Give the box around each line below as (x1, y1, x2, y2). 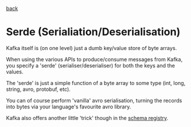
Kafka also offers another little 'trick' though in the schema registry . (6, 114, 168, 121)
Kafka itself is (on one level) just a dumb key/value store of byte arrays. (6, 44, 177, 51)
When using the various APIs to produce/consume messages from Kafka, (6, 55, 183, 63)
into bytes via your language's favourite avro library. (6, 103, 131, 110)
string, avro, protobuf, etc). (6, 86, 71, 93)
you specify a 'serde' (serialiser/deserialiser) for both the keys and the (6, 62, 175, 69)
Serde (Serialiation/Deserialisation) (6, 26, 181, 38)
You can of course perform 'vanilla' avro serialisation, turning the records (6, 97, 182, 104)
